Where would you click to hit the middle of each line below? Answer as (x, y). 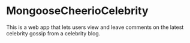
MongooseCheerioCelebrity (77, 11)
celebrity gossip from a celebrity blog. (53, 33)
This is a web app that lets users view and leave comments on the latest (95, 27)
